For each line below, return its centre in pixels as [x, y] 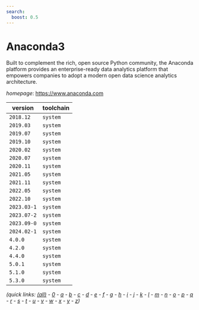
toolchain [56, 108]
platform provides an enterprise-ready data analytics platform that [87, 69]
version [23, 108]
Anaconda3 [36, 47]
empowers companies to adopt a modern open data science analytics [91, 75]
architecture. [22, 82]
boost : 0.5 [25, 17]
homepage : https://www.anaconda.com [55, 93]
